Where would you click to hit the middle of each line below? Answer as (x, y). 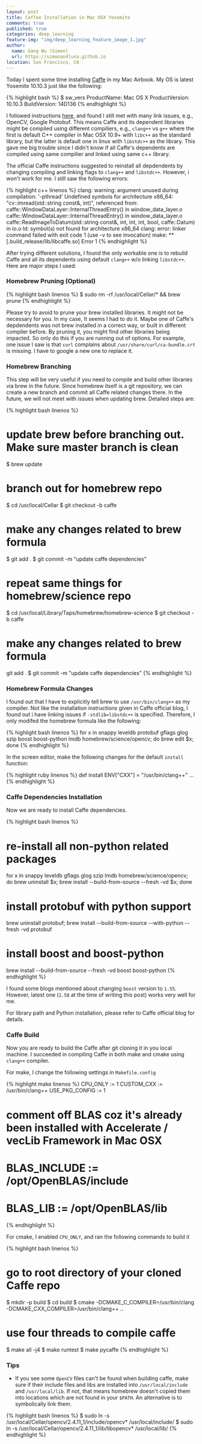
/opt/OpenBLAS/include (68, 1181)
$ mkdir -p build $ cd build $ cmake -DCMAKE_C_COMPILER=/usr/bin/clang (100, 1302)
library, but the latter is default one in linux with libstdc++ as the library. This (101, 141)
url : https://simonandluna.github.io (59, 57)
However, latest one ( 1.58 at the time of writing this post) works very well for (101, 995)
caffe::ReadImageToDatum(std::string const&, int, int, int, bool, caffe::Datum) (101, 222)
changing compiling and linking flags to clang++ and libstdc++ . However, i (98, 172)
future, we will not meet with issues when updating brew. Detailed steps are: (101, 399)
